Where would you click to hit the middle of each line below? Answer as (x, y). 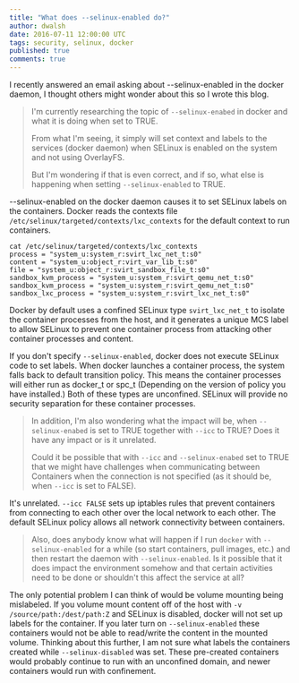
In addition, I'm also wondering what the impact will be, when (144, 421)
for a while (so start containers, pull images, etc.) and (192, 549)
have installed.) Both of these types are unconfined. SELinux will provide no (149, 394)
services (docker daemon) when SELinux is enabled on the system (154, 148)
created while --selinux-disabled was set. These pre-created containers (144, 652)
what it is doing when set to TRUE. (94, 121)
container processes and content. (72, 338)
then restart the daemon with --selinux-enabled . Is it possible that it (157, 559)
